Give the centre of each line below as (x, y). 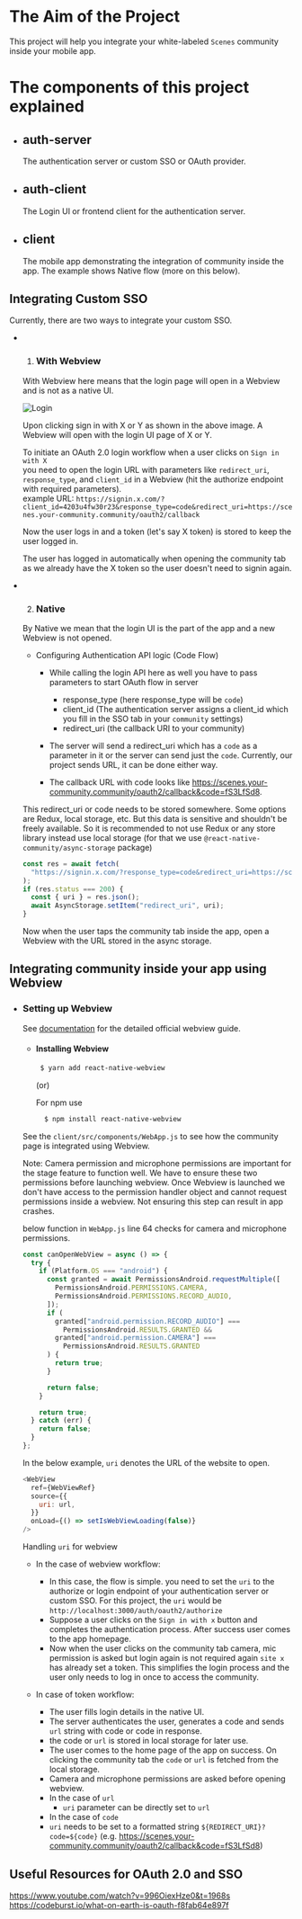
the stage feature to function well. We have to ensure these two (140, 1173)
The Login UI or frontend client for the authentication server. (133, 211)
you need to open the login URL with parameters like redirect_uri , (146, 469)
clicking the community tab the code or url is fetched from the (164, 1760)
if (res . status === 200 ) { (73, 889)
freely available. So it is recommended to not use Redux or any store (149, 828)
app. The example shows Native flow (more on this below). (131, 271)
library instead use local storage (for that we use (112, 837)
